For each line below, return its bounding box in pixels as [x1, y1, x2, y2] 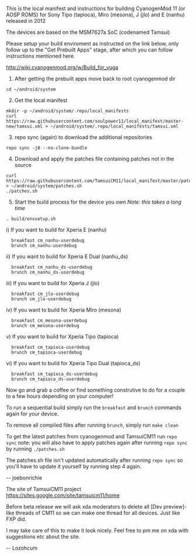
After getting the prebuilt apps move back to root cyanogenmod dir [14, 75, 176, 82]
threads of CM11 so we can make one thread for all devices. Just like [15, 509, 180, 516]
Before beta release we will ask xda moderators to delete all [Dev [6, 503, 162, 510]
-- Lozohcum [6, 544, 38, 551]
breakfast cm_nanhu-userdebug [11, 238, 85, 243]
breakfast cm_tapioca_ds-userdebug [11, 371, 98, 377]
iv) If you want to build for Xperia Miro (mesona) [6, 307, 121, 313]
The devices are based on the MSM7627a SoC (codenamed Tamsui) [6, 29, 170, 36]
